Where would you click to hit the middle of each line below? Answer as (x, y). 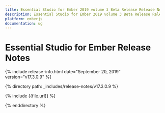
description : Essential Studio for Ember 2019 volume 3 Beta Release (78, 14)
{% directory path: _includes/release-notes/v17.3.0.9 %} (62, 86)
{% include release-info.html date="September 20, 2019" (63, 72)
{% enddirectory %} (25, 106)
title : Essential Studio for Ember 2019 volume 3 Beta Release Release (80, 10)
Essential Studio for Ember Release (78, 48)
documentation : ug (24, 23)
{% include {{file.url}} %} (30, 96)
